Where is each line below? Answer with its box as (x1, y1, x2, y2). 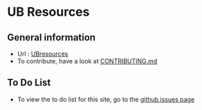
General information (7, 32, 95, 43)
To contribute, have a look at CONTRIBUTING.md (17, 57, 158, 65)
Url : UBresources (17, 49, 68, 58)
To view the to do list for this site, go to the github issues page (17, 95, 195, 103)
